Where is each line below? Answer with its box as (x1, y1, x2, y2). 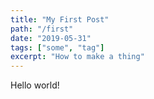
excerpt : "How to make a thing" (10, 52, 145, 62)
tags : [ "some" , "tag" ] (10, 42, 105, 53)
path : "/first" (10, 24, 74, 34)
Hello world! (10, 79, 60, 91)
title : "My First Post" (10, 14, 110, 25)
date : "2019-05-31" (10, 33, 92, 43)
